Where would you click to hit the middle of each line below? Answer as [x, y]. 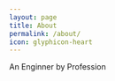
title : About [33, 26]
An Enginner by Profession [57, 67]
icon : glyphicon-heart [51, 42]
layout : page [33, 17]
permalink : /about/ [45, 33]
